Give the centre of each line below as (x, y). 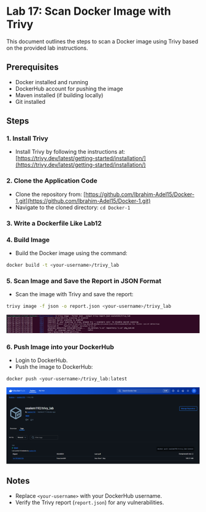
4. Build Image (28, 240)
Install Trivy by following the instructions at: (70, 152)
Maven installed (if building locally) (59, 95)
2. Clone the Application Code (52, 181)
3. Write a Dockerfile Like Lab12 (54, 223)
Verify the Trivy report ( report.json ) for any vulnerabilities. (90, 502)
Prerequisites (32, 67)
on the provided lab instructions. (47, 48)
